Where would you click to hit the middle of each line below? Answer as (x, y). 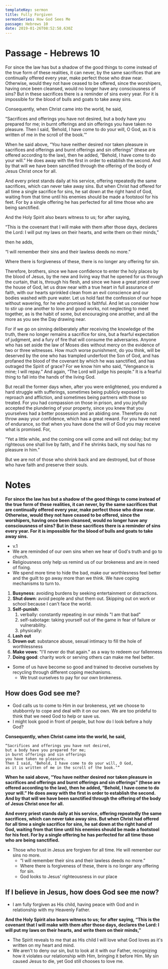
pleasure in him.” (23, 450)
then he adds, (20, 242)
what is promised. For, (28, 429)
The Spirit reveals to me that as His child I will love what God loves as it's (88, 940)
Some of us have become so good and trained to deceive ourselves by (86, 667)
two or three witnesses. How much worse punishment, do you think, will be (83, 350)
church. (20, 557)
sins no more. (27, 855)
